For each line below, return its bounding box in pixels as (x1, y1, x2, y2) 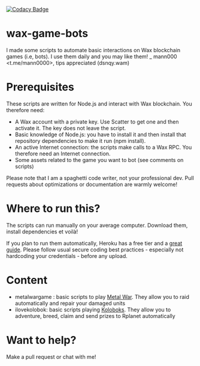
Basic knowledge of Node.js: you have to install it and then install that (14, 131, 187, 138)
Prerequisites (6, 80, 75, 94)
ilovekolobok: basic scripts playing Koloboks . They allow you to (14, 306, 171, 313)
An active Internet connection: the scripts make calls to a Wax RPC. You (14, 143, 192, 151)
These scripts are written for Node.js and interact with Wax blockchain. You (6, 100, 193, 107)
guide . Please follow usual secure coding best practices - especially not (6, 246, 184, 253)
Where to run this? (6, 202, 101, 215)
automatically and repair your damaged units (14, 299, 126, 307)
